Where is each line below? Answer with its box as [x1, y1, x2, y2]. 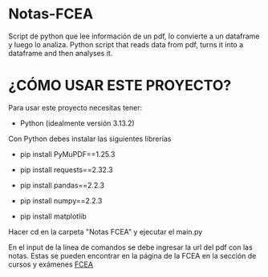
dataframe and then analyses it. [8, 48, 113, 58]
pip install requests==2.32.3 [19, 165, 114, 175]
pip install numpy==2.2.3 [19, 195, 103, 205]
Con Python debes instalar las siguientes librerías [8, 134, 172, 143]
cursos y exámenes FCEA [8, 259, 94, 269]
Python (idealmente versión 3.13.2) [19, 118, 135, 128]
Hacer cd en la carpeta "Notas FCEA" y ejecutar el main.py [8, 227, 203, 236]
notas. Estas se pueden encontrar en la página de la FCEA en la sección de [8, 251, 257, 260]
